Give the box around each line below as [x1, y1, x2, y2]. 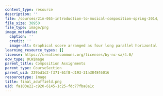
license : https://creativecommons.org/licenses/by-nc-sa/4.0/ [5, 52, 133, 57]
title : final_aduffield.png [5, 79, 62, 84]
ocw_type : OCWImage [5, 57, 45, 62]
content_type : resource [5, 7, 53, 12]
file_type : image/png [5, 25, 49, 30]
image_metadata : [5, 30, 38, 34]
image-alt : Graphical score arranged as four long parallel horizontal [9, 43, 158, 48]
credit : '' [9, 39, 32, 44]
